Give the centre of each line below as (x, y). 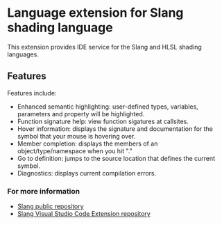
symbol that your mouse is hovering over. (76, 136)
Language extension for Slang (95, 13)
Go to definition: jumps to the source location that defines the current (116, 158)
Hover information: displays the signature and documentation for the (115, 129)
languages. (23, 54)
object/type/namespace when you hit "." (75, 150)
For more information (44, 191)
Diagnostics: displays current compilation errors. (87, 173)
